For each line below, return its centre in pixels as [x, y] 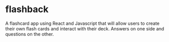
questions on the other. [30, 34]
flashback [27, 9]
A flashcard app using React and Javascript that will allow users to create [82, 23]
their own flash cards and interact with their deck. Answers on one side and [85, 28]
